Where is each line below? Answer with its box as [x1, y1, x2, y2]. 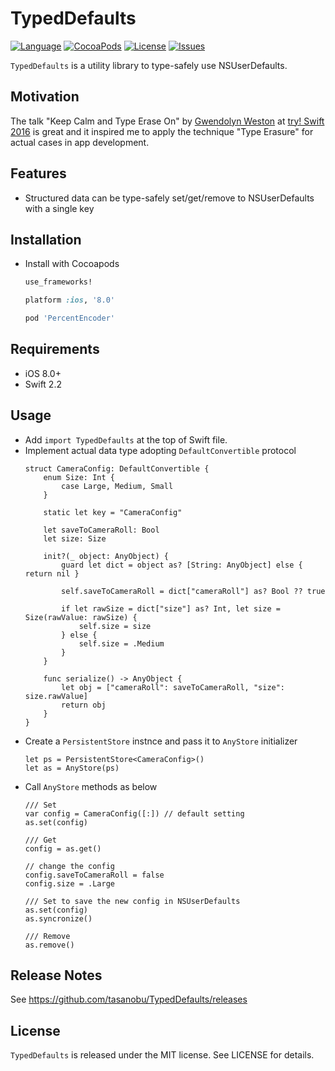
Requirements [10, 341, 100, 358]
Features [10, 165, 67, 182]
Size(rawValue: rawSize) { [24, 612, 138, 622]
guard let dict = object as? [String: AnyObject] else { [61, 560, 303, 570]
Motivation [10, 88, 80, 106]
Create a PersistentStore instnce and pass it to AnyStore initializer [24, 735, 298, 747]
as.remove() [24, 940, 75, 950]
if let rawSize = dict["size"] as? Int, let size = [61, 603, 281, 614]
